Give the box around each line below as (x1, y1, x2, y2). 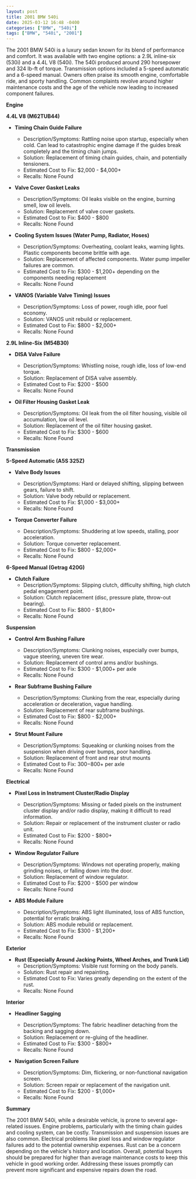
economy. (23, 309, 48, 316)
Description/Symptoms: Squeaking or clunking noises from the (23, 742, 175, 749)
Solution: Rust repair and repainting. (23, 969, 110, 976)
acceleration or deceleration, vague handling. (23, 701, 133, 708)
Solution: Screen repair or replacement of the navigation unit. (23, 1082, 171, 1089)
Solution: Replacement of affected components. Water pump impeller (23, 255, 190, 263)
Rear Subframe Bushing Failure (14, 683, 92, 690)
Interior (6, 999, 25, 1006)
